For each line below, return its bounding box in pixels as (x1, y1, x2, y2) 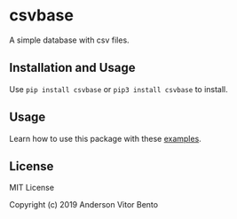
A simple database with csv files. (9, 35, 130, 45)
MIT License (9, 183, 55, 193)
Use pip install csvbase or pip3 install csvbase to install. (9, 83, 228, 94)
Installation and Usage (9, 60, 136, 75)
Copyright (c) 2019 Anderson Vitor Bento (9, 199, 158, 210)
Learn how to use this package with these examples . (9, 133, 201, 144)
